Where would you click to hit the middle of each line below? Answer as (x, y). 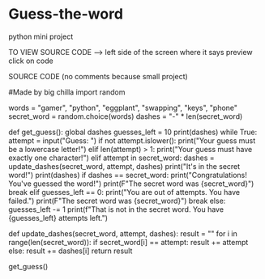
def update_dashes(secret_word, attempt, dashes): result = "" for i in (123, 233)
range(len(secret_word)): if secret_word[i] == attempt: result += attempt (128, 242)
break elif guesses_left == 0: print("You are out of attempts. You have (124, 192)
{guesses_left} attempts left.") (58, 218)
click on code (31, 61)
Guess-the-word (66, 14)
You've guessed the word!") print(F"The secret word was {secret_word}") (131, 184)
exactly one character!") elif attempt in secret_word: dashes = (111, 158)
